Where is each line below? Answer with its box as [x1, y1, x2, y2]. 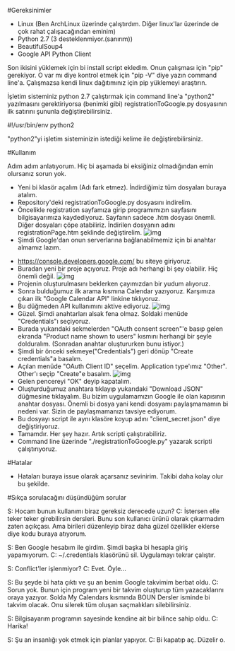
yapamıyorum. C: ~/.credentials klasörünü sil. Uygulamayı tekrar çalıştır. [7, 551, 216, 559]
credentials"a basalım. [17, 355, 83, 363]
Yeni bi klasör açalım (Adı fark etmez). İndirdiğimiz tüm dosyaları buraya [17, 183, 227, 192]
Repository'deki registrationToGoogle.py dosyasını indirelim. [17, 198, 193, 206]
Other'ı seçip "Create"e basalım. [17, 370, 112, 377]
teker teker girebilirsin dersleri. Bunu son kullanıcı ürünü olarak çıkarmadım [7, 515, 224, 522]
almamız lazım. [17, 243, 61, 252]
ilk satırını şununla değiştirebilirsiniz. [7, 107, 113, 115]
